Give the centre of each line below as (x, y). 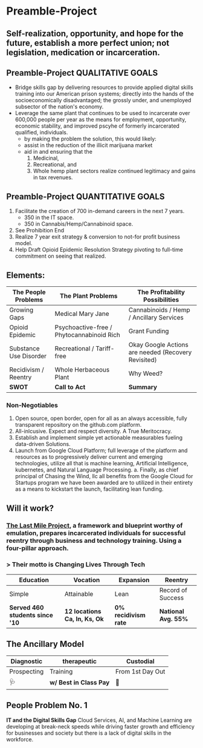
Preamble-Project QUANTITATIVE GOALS (85, 196)
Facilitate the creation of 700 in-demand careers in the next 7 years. (100, 211)
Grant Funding (149, 331)
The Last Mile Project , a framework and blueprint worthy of (95, 525)
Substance (25, 349)
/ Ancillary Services (156, 318)
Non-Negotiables (32, 405)
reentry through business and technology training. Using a (94, 540)
